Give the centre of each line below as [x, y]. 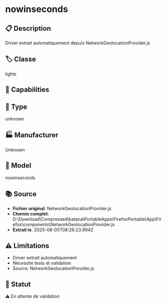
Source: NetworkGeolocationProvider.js [53, 268]
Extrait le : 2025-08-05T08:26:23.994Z [53, 230]
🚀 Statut [18, 284]
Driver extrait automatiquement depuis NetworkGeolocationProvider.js [78, 43]
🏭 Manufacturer [32, 135]
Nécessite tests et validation [42, 263]
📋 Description [28, 28]
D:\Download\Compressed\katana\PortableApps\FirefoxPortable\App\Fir [87, 219]
